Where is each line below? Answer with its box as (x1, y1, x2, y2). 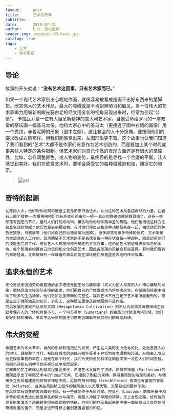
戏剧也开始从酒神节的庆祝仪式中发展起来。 (5, 362, 82, 367)
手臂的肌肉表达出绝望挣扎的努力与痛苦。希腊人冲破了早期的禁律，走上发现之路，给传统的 (5, 394, 165, 400)
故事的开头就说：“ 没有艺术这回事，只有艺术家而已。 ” (5, 85, 115, 92)
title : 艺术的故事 (5, 12, 52, 17)
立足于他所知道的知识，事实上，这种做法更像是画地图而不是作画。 (9, 299, 127, 304)
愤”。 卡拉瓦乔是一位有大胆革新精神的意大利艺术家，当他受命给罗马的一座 (5, 116, 161, 122)
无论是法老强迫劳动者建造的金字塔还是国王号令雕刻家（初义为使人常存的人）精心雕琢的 (5, 282, 162, 287)
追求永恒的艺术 (5, 267, 53, 276)
